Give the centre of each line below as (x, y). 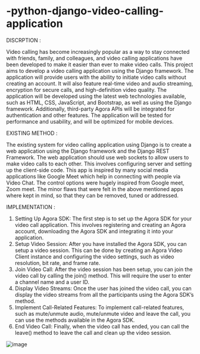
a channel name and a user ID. (52, 282)
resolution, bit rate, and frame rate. (57, 263)
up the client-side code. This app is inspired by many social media (87, 170)
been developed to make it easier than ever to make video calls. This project (100, 64)
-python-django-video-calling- (85, 11)
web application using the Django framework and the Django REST (88, 151)
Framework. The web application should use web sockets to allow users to (98, 157)
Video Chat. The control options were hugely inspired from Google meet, (95, 183)
